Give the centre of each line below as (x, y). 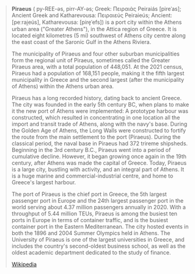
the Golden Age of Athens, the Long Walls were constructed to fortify (99, 130)
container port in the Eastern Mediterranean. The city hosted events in (100, 226)
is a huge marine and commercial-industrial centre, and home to (92, 176)
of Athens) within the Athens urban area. (63, 86)
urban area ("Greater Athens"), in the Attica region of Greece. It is (94, 29)
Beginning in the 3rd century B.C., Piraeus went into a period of (91, 150)
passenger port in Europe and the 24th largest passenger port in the (97, 200)
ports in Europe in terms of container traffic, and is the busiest (90, 220)
